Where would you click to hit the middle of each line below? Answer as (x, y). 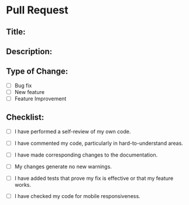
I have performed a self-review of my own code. (73, 131)
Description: (29, 51)
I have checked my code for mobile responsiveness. (77, 196)
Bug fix (23, 85)
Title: (16, 32)
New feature (30, 92)
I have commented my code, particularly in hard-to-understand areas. (99, 143)
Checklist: (25, 117)
